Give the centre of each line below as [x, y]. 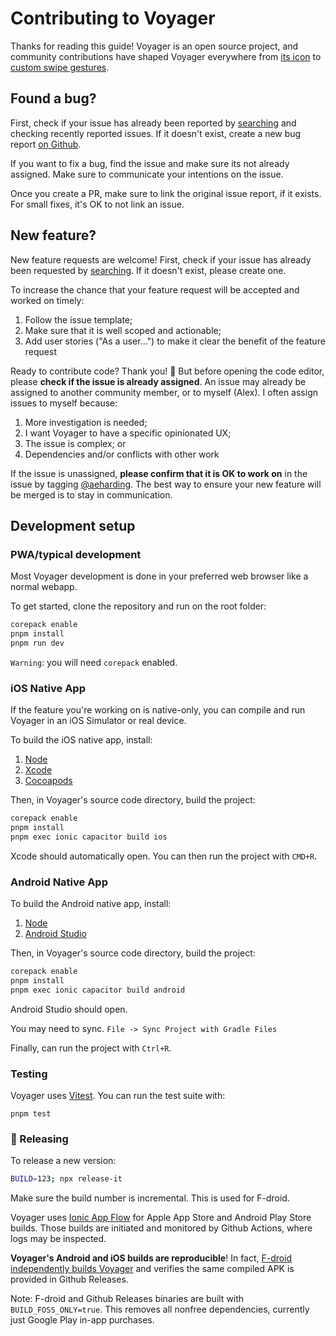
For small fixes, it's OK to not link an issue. [97, 204]
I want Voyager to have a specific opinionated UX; [128, 433]
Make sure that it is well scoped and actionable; [123, 330]
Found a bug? [53, 98]
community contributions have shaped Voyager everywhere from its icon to [166, 56]
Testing [29, 1074]
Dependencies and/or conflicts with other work [122, 454]
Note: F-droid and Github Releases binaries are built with [127, 1299]
